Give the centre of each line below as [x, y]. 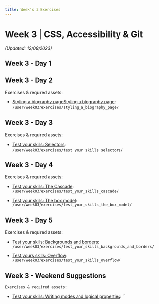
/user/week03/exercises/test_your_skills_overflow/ [66, 260]
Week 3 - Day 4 [29, 165]
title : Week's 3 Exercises [33, 10]
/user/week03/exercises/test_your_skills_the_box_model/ [72, 205]
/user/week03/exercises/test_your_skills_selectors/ [68, 150]
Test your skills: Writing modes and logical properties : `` [69, 296]
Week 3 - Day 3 [29, 123]
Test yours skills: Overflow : [40, 256]
